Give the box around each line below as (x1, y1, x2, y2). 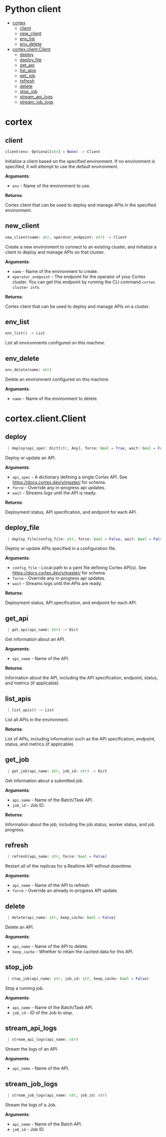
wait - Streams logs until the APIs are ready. (12, 581, 102, 587)
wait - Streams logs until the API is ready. (12, 490, 97, 496)
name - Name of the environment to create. (12, 268, 99, 274)
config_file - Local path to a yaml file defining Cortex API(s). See (12, 565, 147, 571)
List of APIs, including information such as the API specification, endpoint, (5, 736, 156, 741)
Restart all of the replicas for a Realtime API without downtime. (5, 863, 132, 869)
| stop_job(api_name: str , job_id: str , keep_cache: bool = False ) (7, 976, 149, 981)
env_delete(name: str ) (5, 367, 52, 372)
